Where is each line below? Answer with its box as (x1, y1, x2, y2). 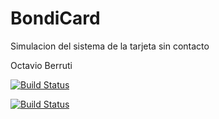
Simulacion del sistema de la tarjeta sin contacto (10, 40, 210, 52)
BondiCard (10, 7, 101, 30)
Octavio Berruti (10, 59, 73, 71)
